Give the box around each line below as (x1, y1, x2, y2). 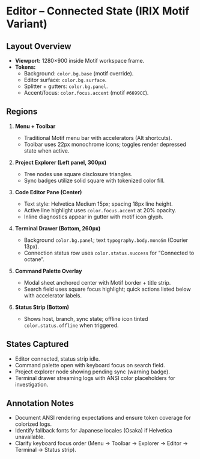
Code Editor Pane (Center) (14, 188, 82, 195)
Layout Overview (6, 41, 71, 51)
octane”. (23, 255, 45, 263)
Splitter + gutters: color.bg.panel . (23, 83, 108, 90)
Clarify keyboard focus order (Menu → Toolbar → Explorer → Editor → (14, 440, 188, 447)
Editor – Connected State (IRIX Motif (6, 4, 190, 18)
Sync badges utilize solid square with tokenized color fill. (23, 177, 165, 184)
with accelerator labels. (23, 291, 82, 299)
